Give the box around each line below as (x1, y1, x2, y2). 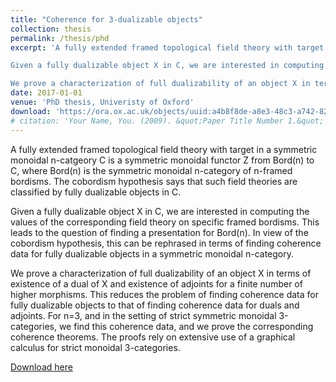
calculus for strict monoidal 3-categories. (10, 341, 181, 353)
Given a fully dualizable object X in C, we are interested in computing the (10, 205, 310, 217)
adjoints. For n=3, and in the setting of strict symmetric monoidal (10, 309, 277, 321)
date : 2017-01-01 (10, 88, 83, 98)
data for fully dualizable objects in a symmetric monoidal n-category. (10, 247, 295, 260)
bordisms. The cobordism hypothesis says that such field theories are (10, 175, 298, 187)
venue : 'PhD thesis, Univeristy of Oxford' (10, 97, 195, 107)
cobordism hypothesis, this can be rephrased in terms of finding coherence (10, 237, 322, 249)
